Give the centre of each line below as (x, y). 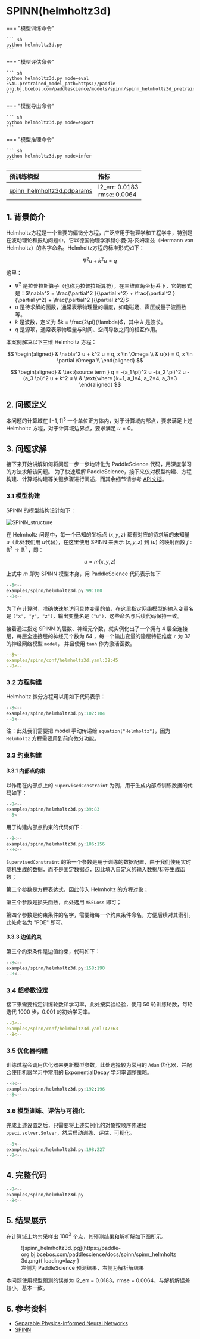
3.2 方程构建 (24, 682)
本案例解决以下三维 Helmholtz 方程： (51, 342)
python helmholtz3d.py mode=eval (48, 78)
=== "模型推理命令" (30, 139)
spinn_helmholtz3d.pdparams (51, 190)
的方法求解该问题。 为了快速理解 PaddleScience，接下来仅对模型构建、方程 (99, 472)
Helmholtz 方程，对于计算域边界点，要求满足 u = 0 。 (71, 428)
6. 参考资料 (26, 1309)
